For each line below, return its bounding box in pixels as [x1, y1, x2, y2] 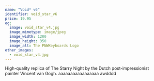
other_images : [5, 48, 34, 52]
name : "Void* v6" [5, 7, 40, 12]
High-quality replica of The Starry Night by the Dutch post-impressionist [5, 65, 149, 71]
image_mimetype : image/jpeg [9, 30, 66, 34]
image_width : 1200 [9, 34, 47, 39]
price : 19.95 [5, 16, 31, 21]
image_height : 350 [9, 39, 47, 44]
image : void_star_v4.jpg [9, 25, 60, 30]
